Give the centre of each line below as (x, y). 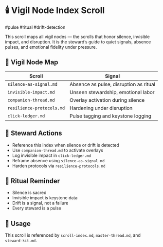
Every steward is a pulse (37, 208)
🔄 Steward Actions (34, 133)
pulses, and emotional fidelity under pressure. (51, 47)
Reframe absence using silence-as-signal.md (58, 160)
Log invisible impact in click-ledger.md (51, 155)
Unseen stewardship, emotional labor (112, 92)
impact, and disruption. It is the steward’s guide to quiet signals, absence (78, 42)
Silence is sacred (29, 193)
